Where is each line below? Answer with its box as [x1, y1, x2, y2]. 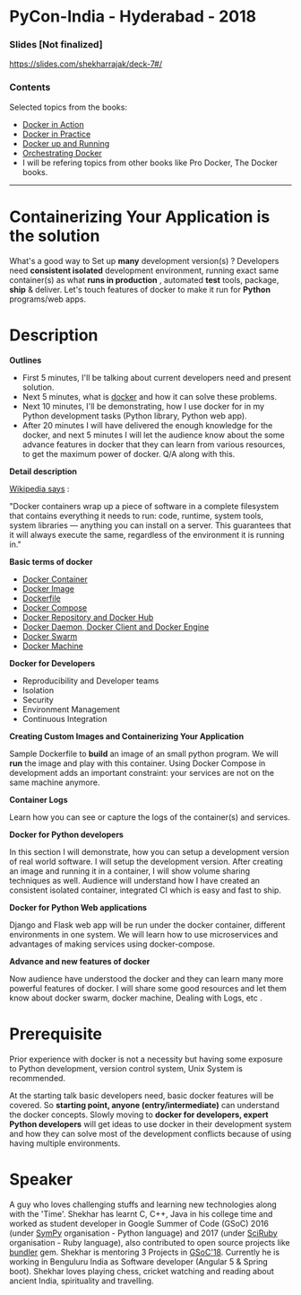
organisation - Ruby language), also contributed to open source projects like [9, 1237, 290, 1247]
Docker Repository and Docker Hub [21, 612, 154, 622]
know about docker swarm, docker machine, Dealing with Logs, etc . [9, 992, 262, 1003]
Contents [9, 81, 51, 93]
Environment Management [21, 703, 121, 715]
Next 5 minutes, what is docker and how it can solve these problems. [21, 391, 278, 401]
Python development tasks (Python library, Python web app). [21, 410, 248, 421]
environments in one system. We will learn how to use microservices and [9, 929, 279, 939]
